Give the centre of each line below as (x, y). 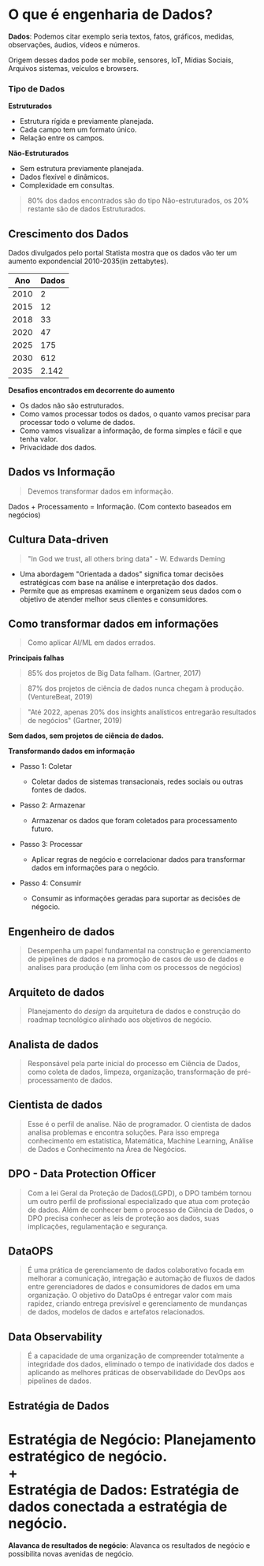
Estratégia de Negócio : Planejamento (132, 1439)
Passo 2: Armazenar (52, 805)
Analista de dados (54, 1044)
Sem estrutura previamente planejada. (82, 169)
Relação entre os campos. (62, 138)
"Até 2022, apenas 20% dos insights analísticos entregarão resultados (142, 712)
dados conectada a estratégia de (118, 1506)
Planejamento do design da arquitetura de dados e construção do (134, 1012)
